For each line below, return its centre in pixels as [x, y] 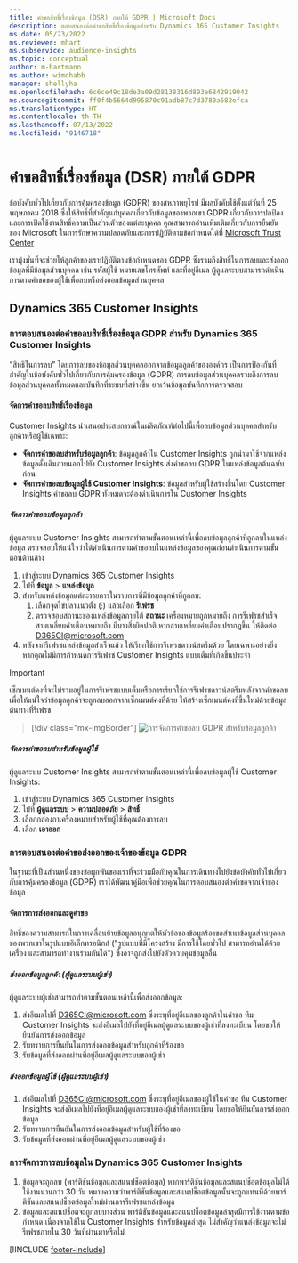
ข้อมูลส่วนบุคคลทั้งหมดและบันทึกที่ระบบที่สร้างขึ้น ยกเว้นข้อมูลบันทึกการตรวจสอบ [126, 385]
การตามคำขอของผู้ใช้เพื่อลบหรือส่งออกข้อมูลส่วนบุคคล [87, 279]
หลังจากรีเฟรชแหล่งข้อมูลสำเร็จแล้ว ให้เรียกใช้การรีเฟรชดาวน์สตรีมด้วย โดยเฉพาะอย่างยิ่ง [149, 644]
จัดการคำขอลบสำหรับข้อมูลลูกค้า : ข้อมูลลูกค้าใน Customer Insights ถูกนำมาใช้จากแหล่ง [154, 453]
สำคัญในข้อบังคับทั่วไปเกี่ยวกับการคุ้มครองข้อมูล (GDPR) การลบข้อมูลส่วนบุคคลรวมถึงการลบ [144, 374]
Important [27, 672]
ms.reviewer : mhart [45, 42]
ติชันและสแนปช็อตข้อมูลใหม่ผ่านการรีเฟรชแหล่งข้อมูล [98, 1202]
